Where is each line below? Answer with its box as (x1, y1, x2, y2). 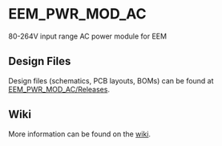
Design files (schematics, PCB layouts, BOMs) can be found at (8, 75, 214, 85)
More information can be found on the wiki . (8, 129, 151, 139)
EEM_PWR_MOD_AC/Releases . (8, 84, 111, 94)
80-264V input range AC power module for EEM (8, 31, 167, 41)
